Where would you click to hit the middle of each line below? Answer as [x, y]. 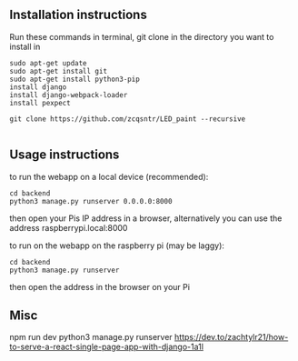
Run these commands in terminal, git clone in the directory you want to [142, 36]
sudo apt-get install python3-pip [75, 79]
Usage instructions [65, 155]
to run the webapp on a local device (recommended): [109, 176]
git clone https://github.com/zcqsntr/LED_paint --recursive [128, 119]
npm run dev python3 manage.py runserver [91, 337]
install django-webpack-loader [69, 95]
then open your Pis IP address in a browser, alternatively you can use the [146, 218]
